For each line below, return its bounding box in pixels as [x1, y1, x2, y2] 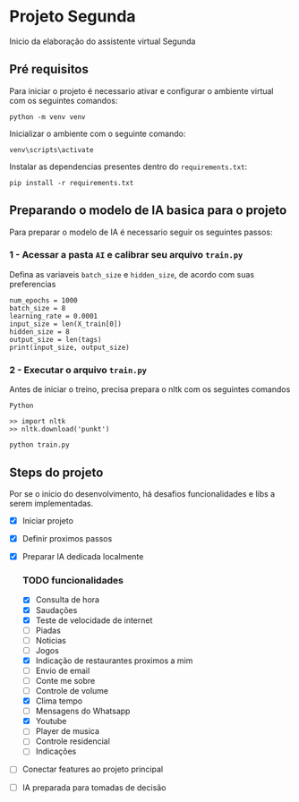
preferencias [9, 278, 56, 289]
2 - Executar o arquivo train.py [9, 363, 148, 376]
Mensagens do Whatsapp [35, 705, 131, 717]
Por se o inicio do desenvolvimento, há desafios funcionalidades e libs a [9, 488, 276, 499]
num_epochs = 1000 [9, 295, 78, 305]
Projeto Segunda [9, 6, 136, 27]
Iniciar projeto [21, 515, 74, 525]
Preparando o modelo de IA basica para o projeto [9, 203, 287, 218]
